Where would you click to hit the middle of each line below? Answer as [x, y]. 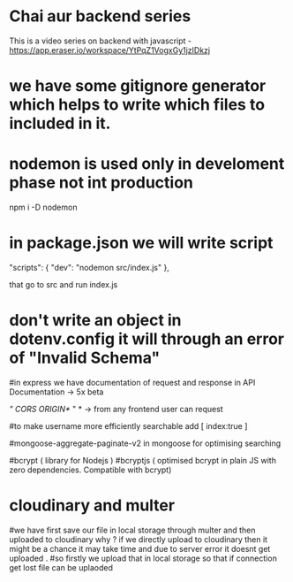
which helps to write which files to [137, 105]
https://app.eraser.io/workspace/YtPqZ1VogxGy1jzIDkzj [109, 50]
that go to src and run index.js [64, 284]
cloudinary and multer [92, 505]
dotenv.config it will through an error [147, 339]
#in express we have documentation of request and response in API [132, 382]
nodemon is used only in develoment [147, 164]
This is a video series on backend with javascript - [101, 41]
